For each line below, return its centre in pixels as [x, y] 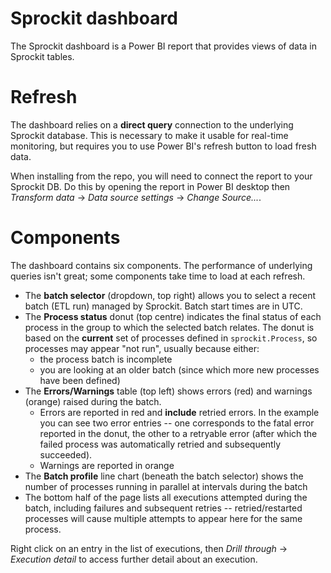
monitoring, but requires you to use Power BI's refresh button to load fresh [163, 146]
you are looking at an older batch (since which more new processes [179, 369]
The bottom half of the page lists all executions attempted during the [166, 497]
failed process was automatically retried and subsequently [160, 444]
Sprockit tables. [42, 56]
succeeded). [66, 454]
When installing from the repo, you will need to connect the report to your [161, 176]
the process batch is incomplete [106, 359]
